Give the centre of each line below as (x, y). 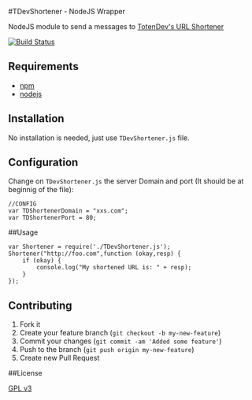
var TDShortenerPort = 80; (52, 218)
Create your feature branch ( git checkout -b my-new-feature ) (120, 333)
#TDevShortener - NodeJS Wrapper (67, 11)
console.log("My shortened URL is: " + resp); (114, 268)
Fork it (30, 324)
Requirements (43, 67)
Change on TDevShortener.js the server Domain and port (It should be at (126, 181)
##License (26, 373)
